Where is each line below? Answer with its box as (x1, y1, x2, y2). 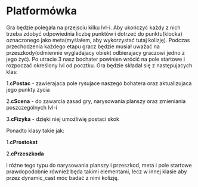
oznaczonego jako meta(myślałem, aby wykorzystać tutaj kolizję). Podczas (6, 36, 190, 43)
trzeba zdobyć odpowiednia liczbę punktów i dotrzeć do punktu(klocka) (6, 30, 183, 37)
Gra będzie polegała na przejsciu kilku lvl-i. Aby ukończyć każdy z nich (6, 24, 181, 31)
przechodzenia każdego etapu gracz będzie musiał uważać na (6, 43, 160, 50)
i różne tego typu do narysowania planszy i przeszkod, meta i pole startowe (6, 161, 192, 169)
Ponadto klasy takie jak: (6, 127, 64, 134)
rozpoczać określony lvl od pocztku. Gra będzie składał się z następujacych (6, 61, 193, 69)
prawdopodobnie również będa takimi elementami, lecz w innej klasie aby (6, 168, 187, 175)
